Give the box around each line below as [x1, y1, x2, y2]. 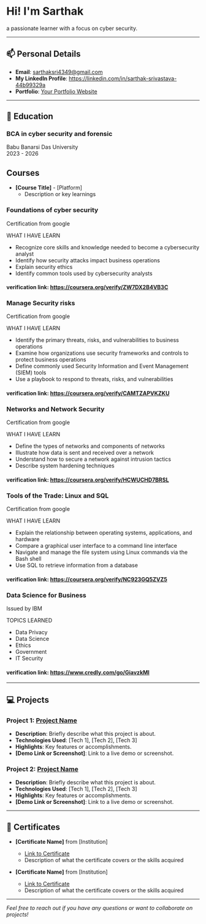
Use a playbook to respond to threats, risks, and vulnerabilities [15, 376, 174, 383]
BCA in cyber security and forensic [6, 130, 113, 138]
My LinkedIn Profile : [15, 75, 67, 82]
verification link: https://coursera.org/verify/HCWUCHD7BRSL [6, 476, 169, 483]
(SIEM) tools [15, 369, 47, 376]
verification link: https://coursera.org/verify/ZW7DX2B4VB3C [6, 284, 169, 291]
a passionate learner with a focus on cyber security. [6, 25, 138, 32]
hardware [15, 536, 40, 543]
